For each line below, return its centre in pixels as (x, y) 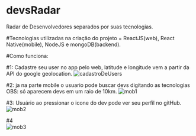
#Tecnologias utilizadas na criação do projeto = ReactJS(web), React (90, 38)
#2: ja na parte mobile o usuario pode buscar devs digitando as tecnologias (98, 85)
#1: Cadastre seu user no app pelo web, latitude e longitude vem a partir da (98, 67)
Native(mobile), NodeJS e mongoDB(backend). (64, 44)
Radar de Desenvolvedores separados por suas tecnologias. (80, 27)
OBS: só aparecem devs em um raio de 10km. (62, 91)
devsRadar (33, 10)
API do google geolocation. (39, 73)
